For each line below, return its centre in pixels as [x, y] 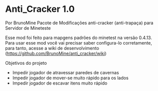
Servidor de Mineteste [28, 28]
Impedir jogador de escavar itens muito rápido [60, 83]
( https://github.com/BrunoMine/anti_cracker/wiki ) [56, 53]
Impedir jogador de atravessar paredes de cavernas [66, 72]
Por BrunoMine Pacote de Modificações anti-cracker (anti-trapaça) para [79, 23]
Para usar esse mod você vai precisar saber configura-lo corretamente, [79, 43]
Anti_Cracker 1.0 [40, 9]
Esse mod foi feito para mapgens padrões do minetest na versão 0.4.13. [79, 38]
